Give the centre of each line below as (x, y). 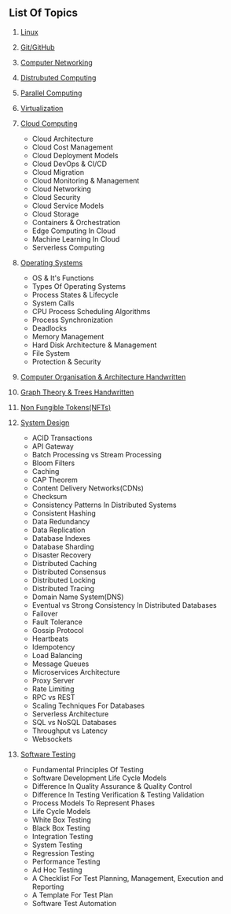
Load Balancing (57, 655)
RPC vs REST (53, 697)
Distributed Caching (64, 563)
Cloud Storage (55, 214)
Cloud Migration (58, 172)
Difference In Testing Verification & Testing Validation (118, 794)
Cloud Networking (61, 189)
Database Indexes (61, 538)
